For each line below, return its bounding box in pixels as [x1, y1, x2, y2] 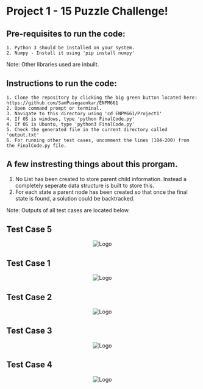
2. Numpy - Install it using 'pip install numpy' [6, 50, 135, 56]
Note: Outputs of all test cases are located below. [6, 206, 130, 214]
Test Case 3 [6, 326, 52, 336]
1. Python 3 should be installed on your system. [6, 45, 135, 51]
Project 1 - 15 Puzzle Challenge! [6, 4, 169, 18]
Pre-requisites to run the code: [6, 29, 126, 39]
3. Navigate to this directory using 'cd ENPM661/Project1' [6, 110, 163, 116]
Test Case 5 [6, 224, 52, 235]
